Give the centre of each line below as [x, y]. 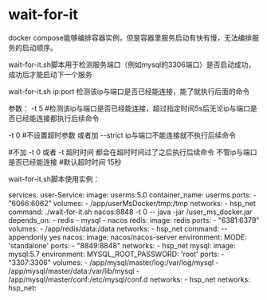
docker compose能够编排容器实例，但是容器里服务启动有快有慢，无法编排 [130, 37]
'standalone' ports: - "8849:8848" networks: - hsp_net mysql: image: [122, 245]
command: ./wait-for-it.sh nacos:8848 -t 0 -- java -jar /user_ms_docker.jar [130, 212]
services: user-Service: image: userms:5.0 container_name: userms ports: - [132, 195]
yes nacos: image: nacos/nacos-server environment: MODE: [148, 237]
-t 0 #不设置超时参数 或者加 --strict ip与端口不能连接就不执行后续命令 [122, 135]
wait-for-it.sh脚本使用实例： [54, 179]
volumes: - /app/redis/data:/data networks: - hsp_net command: [114, 228]
